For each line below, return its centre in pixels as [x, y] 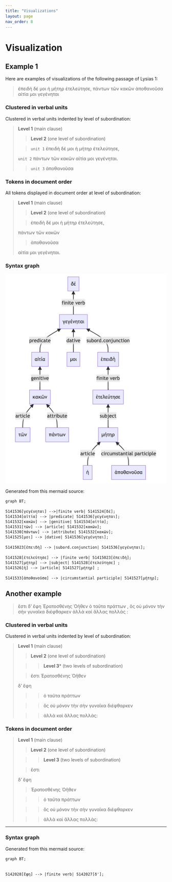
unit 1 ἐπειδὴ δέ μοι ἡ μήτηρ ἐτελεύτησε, [75, 148]
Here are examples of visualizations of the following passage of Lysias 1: [82, 79]
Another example [34, 594]
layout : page [19, 16]
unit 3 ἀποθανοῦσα [52, 168]
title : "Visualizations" [32, 11]
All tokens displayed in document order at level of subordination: [73, 193]
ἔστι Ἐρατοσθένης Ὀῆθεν [58, 676]
